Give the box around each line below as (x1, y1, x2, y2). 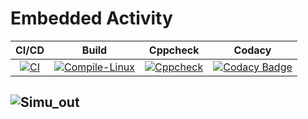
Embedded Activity (10, 7, 173, 30)
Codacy (233, 43, 272, 57)
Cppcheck (148, 43, 200, 57)
